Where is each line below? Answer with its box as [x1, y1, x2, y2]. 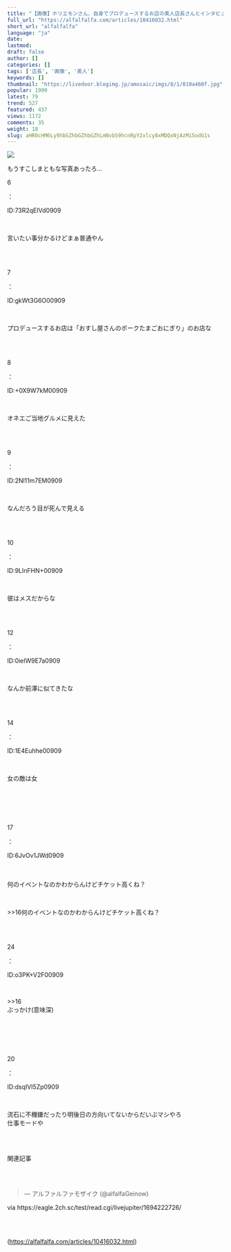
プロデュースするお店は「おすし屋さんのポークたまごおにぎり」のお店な [7, 324, 212, 332]
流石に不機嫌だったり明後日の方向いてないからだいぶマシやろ [7, 1111, 182, 1119]
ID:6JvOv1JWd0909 [7, 851, 64, 860]
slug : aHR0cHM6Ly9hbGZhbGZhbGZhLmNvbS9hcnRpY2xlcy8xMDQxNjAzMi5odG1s [7, 132, 211, 139]
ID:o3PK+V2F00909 [7, 971, 64, 979]
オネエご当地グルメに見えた [7, 414, 86, 423]
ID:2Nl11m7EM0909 [7, 476, 63, 485]
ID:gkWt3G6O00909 [7, 296, 65, 305]
